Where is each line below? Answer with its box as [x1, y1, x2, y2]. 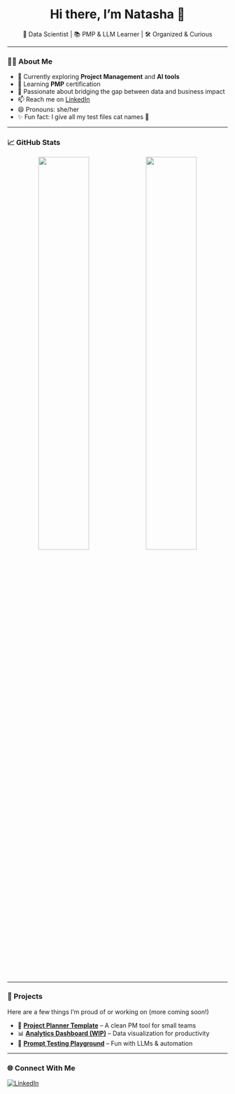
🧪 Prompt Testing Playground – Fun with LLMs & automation [17, 1039, 193, 1047]
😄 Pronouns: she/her [17, 105, 79, 114]
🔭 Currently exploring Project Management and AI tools [17, 73, 180, 81]
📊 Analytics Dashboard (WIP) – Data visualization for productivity [17, 1029, 210, 1037]
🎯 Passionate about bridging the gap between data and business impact [17, 87, 225, 96]
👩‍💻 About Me [7, 56, 52, 66]
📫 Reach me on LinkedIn [17, 95, 90, 104]
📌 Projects [7, 992, 43, 1002]
